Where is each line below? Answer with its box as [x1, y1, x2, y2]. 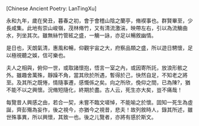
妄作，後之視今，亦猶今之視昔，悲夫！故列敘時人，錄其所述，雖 [37, 106, 193, 113]
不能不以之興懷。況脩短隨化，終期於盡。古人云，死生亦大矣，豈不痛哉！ [6, 87, 182, 93]
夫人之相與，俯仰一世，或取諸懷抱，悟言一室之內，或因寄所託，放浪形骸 [6, 64, 182, 71]
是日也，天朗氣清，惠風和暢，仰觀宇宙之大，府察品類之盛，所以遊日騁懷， [6, 44, 188, 51]
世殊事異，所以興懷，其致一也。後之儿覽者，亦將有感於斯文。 [6, 114, 157, 120]
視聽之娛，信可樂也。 [16, 52, 69, 58]
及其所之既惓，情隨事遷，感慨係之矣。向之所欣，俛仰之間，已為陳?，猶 [16, 79, 191, 86]
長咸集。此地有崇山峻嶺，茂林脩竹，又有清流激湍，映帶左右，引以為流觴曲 [6, 25, 188, 31]
